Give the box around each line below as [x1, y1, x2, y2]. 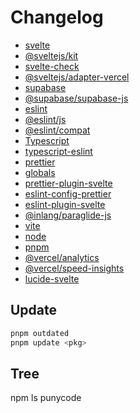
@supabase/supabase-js [24, 92, 129, 104]
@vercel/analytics [24, 251, 100, 263]
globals [24, 166, 56, 178]
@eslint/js [24, 113, 67, 125]
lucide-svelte [24, 272, 80, 285]
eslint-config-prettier [24, 187, 112, 200]
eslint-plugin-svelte [24, 198, 106, 210]
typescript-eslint [24, 145, 93, 157]
